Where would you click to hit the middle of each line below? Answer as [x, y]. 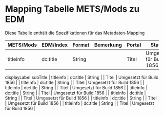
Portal [134, 45]
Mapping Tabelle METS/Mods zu [72, 9]
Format [81, 45]
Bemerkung [108, 45]
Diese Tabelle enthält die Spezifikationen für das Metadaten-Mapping [75, 33]
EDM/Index [55, 45]
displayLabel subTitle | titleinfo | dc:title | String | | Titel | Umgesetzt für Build [82, 77]
